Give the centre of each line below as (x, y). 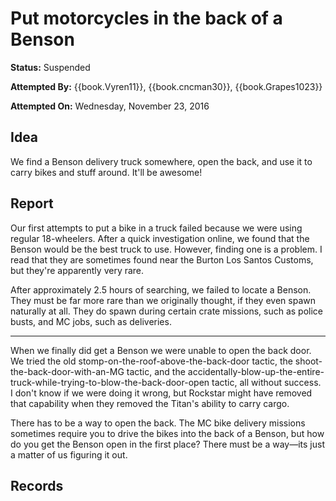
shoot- (308, 361)
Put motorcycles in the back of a (146, 18)
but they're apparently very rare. (77, 270)
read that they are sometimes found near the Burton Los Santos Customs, (162, 259)
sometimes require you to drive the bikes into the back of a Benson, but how (167, 433)
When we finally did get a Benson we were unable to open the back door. (161, 350)
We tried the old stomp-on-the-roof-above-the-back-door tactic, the (151, 361)
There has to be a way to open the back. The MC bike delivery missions (158, 423)
